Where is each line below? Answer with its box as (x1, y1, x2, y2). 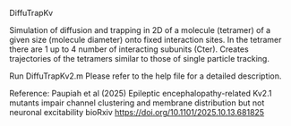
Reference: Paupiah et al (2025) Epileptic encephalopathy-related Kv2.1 (9, 88, 272, 98)
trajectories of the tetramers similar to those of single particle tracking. (9, 54, 270, 63)
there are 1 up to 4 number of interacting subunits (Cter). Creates (9, 44, 249, 55)
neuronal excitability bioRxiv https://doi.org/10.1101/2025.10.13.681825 (9, 107, 265, 117)
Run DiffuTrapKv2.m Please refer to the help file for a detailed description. (9, 71, 282, 81)
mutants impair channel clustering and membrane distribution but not (9, 97, 265, 108)
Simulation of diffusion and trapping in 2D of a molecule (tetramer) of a (9, 25, 271, 35)
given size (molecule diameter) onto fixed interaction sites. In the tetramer (9, 35, 282, 45)
